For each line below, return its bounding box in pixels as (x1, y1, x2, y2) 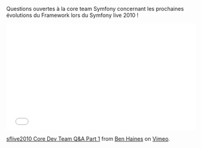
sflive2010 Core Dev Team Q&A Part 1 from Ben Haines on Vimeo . (6, 135, 170, 142)
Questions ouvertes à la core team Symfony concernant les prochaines (6, 5, 184, 12)
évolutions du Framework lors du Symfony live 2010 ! (6, 12, 138, 19)
